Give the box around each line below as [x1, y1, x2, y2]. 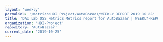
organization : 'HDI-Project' [5, 20, 64, 26]
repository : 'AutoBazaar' [5, 25, 57, 30]
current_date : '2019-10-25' [5, 29, 62, 34]
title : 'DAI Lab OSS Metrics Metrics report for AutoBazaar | [5, 16, 133, 21]
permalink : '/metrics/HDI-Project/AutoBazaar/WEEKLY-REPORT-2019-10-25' [5, 12, 155, 16]
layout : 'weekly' [5, 7, 40, 12]
